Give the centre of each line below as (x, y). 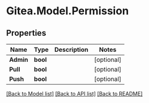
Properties (26, 33)
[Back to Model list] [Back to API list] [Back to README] (74, 94)
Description (71, 50)
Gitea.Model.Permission (68, 11)
